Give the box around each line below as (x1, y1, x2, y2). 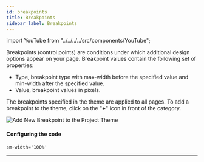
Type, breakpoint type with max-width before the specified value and (15, 74, 189, 81)
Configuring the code (6, 130, 62, 138)
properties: (6, 62, 34, 69)
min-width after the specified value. (15, 80, 105, 87)
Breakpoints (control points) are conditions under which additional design (6, 49, 190, 56)
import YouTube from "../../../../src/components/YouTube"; (6, 37, 151, 44)
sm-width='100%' (6, 144, 47, 150)
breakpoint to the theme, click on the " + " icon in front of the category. (6, 105, 182, 112)
